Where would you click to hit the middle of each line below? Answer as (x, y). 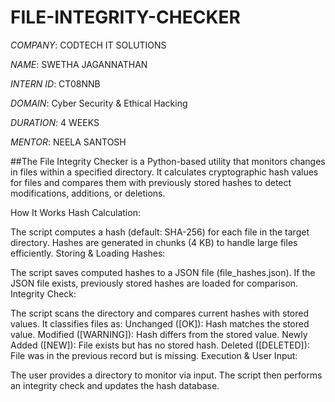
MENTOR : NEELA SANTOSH (68, 142)
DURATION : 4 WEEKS (55, 122)
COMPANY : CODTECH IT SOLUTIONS (88, 45)
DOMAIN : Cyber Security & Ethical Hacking (99, 103)
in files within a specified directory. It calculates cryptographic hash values (164, 172)
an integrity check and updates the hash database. (115, 385)
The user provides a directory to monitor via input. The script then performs (166, 375)
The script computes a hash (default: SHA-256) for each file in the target (160, 232)
